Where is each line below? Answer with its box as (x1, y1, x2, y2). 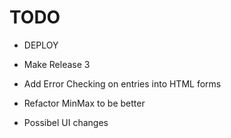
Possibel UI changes (23, 116, 109, 128)
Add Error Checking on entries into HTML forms (23, 77, 222, 90)
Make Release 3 (23, 58, 91, 70)
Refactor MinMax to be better (23, 97, 146, 109)
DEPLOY (23, 39, 59, 51)
